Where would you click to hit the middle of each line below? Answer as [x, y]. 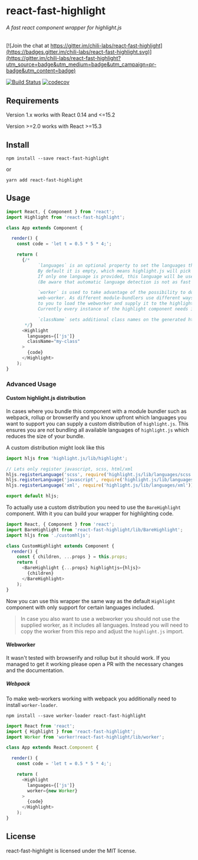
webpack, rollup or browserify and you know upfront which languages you [96, 417]
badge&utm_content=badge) [41, 71]
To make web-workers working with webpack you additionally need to [91, 699]
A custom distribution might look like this [55, 447]
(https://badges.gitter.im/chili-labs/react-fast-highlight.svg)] [79, 52]
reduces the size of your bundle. [46, 436]
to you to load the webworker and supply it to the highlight [115, 304]
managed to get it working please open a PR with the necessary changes [95, 664]
